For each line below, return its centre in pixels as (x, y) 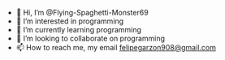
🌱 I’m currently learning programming (79, 30)
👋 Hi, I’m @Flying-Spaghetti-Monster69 (82, 13)
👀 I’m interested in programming (70, 21)
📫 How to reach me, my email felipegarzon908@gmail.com (116, 47)
